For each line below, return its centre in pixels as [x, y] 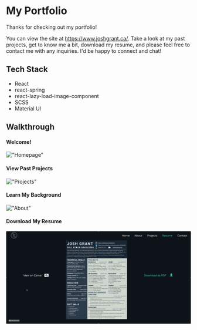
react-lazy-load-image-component [57, 96]
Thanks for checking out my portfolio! [52, 27]
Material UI [28, 108]
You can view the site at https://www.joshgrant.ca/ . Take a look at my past [96, 38]
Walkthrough [30, 127]
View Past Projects [30, 168]
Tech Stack [27, 70]
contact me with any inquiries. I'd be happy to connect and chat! [84, 50]
